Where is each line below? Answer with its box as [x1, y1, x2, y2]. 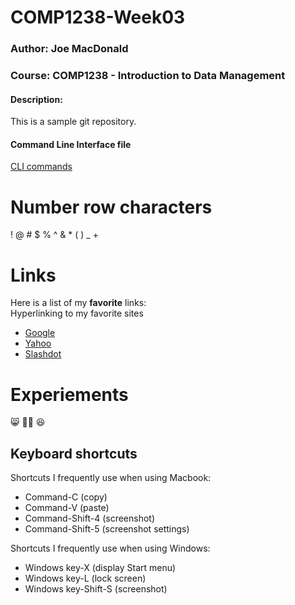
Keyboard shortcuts [10, 445, 138, 462]
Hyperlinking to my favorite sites [10, 307, 144, 320]
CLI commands [10, 161, 73, 173]
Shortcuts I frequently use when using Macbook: [10, 472, 212, 484]
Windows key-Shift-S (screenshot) [24, 583, 168, 595]
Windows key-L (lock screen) [24, 572, 147, 585]
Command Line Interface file [10, 138, 132, 150]
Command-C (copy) [24, 491, 108, 503]
